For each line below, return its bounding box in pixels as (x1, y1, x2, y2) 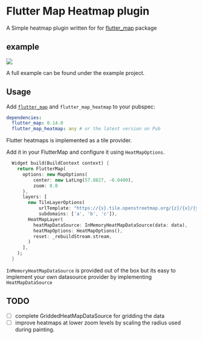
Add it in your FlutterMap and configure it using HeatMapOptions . (6, 148, 165, 156)
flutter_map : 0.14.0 (11, 120, 63, 127)
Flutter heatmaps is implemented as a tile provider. (6, 137, 132, 144)
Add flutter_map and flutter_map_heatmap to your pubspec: (6, 103, 155, 110)
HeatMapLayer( (28, 216, 63, 222)
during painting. (14, 326, 55, 333)
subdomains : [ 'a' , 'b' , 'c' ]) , (38, 211, 118, 217)
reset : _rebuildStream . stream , (33, 233, 112, 240)
